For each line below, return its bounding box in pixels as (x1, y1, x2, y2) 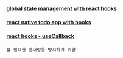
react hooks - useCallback (6, 32, 75, 39)
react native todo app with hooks (6, 19, 91, 26)
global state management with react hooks (6, 5, 117, 12)
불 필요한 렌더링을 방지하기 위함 (6, 47, 76, 53)
